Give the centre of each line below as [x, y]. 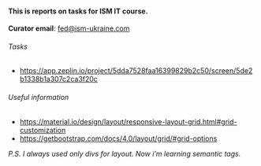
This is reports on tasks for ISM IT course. [78, 11]
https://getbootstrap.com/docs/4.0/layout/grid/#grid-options [118, 138]
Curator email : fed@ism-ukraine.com [69, 28]
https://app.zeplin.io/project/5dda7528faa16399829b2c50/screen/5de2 [136, 71]
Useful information [39, 97]
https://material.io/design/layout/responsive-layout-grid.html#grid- [128, 121]
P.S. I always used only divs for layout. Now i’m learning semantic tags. [125, 153]
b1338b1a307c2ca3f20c [59, 79]
